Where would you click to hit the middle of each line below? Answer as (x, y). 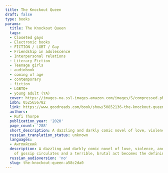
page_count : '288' (29, 126)
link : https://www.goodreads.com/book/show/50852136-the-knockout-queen (87, 107)
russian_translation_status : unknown (49, 135)
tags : (15, 33)
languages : (21, 140)
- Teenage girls (26, 65)
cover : (16, 98)
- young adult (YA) (30, 93)
